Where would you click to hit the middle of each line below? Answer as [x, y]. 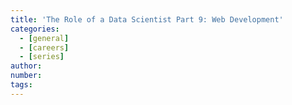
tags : [21, 85]
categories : [35, 29]
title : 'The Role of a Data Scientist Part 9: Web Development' [147, 19]
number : [26, 76]
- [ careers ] [44, 47]
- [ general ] [44, 38]
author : [26, 66]
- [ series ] [42, 57]
